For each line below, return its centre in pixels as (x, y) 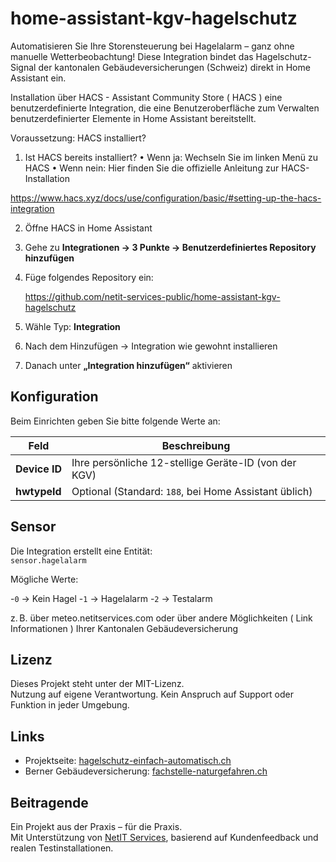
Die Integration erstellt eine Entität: (81, 551)
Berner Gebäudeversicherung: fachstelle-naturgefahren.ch (146, 771)
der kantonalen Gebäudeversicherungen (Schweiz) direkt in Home (174, 67)
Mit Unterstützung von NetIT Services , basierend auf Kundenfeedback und (164, 837)
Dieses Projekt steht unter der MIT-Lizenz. (97, 684)
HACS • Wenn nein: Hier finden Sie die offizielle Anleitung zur (152, 168)
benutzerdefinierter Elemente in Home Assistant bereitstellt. (133, 118)
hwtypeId (38, 491)
